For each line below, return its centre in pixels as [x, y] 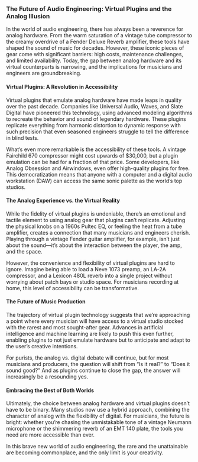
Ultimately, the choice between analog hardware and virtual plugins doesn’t [98, 403]
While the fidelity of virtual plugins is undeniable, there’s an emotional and [96, 214]
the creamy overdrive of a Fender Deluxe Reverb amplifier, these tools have [98, 42]
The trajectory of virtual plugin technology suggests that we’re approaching [98, 315]
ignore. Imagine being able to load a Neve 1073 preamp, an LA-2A [86, 269]
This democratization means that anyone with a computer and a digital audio [99, 174]
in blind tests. [22, 137]
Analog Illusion [28, 16]
